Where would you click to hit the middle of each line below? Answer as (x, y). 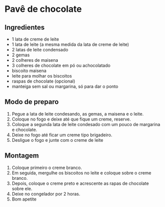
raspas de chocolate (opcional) (43, 81)
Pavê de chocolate (43, 9)
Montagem (22, 156)
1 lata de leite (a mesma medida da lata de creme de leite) (70, 44)
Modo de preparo (32, 102)
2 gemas (21, 55)
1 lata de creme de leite (35, 39)
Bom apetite (24, 199)
